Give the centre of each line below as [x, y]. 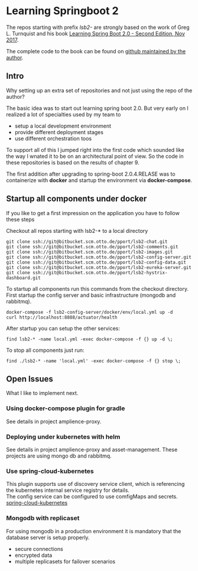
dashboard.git [24, 278]
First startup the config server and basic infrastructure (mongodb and [91, 295]
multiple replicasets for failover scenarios [65, 561]
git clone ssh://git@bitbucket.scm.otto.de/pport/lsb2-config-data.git [96, 262]
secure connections [39, 549]
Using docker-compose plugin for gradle [66, 408]
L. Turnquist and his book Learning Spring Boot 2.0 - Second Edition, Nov [95, 33]
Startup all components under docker [77, 199]
